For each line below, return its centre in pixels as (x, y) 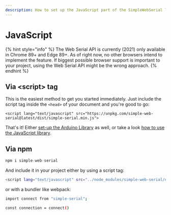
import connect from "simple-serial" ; (46, 199)
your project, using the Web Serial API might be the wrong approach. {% (81, 65)
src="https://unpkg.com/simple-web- (115, 114)
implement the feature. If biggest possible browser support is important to (83, 60)
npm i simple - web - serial (32, 161)
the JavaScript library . (28, 133)
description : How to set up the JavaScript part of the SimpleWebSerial (84, 10)
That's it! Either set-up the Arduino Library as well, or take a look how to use (85, 128)
